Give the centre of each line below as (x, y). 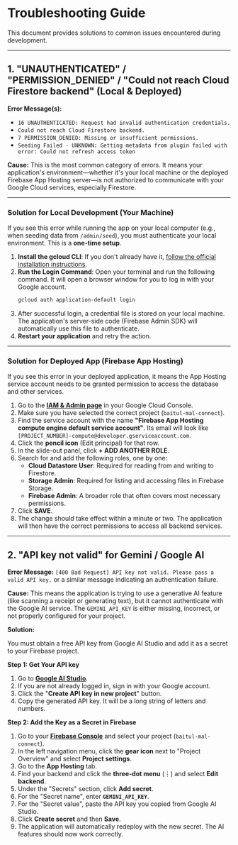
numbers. (32, 709)
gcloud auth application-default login (76, 300)
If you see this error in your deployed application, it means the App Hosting (117, 377)
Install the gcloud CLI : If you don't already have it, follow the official (117, 257)
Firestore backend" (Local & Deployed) (95, 91)
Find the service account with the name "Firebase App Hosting (110, 421)
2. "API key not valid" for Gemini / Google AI (106, 555)
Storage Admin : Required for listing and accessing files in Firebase (126, 481)
